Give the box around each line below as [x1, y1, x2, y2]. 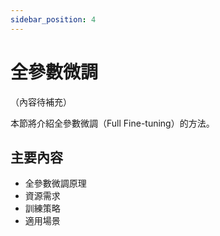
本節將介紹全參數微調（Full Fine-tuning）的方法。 [10, 117, 215, 129]
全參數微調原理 [24, 177, 87, 190]
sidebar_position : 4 [10, 14, 97, 25]
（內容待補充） [10, 96, 72, 108]
